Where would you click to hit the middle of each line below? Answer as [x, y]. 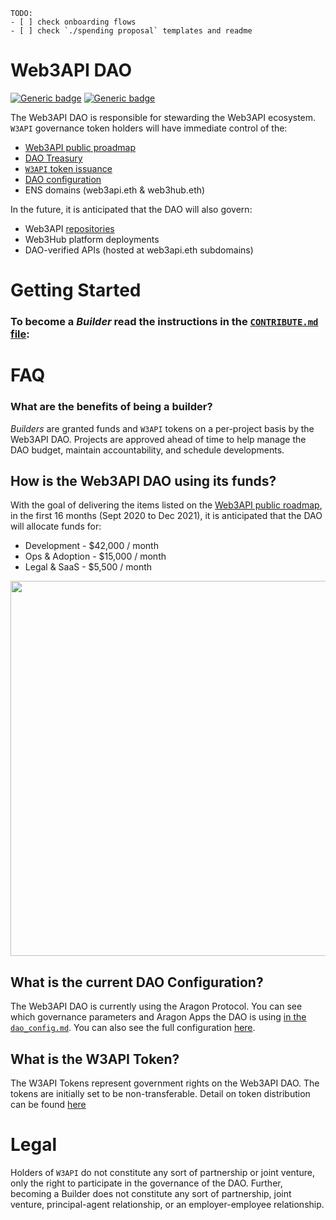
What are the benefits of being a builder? [111, 407]
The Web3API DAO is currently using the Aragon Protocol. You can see [156, 1006]
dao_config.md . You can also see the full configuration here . [133, 1028]
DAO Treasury [53, 158]
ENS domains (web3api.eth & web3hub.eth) [115, 190]
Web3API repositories [69, 228]
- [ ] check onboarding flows [73, 22]
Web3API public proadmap [80, 147]
